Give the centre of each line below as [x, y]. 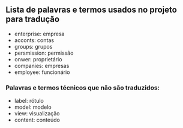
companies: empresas [42, 66]
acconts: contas [34, 40]
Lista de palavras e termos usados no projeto [91, 10]
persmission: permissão [44, 53]
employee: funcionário [42, 72]
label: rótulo [29, 101]
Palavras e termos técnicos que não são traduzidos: [83, 88]
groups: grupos [33, 46]
